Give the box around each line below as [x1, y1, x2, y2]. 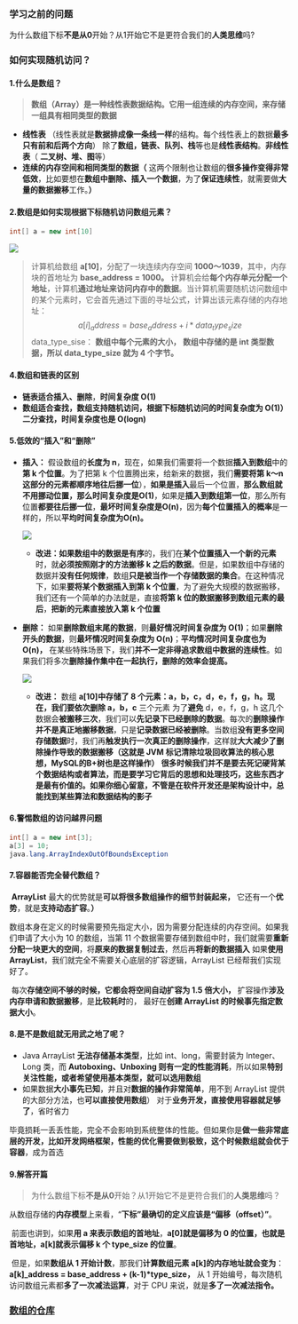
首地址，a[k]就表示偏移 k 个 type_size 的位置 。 [9, 1239, 182, 1249]
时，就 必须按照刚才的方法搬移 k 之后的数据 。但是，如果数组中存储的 [35, 559, 286, 569]
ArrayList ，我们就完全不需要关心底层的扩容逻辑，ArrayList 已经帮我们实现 [9, 955, 282, 965]
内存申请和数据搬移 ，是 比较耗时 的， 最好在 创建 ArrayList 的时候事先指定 [9, 995, 276, 1006]
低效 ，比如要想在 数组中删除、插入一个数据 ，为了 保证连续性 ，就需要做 [21, 173, 279, 184]
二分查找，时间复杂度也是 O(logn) [21, 413, 146, 424]
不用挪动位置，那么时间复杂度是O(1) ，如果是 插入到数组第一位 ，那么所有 [21, 490, 286, 501]
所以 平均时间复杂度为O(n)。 [45, 512, 149, 523]
